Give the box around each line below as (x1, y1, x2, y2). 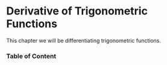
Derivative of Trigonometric (6, 4, 148, 18)
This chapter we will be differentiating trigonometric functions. (6, 37, 162, 44)
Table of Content (6, 52, 57, 60)
